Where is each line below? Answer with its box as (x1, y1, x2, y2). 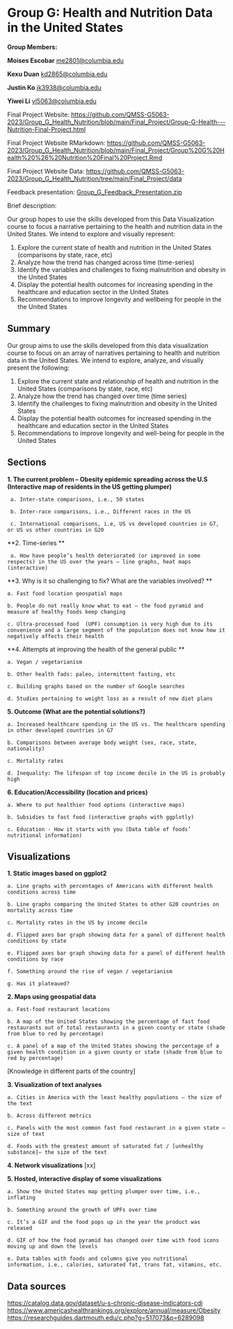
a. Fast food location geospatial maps (7, 590, 123, 597)
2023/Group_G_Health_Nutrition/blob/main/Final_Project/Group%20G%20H (7, 146, 225, 154)
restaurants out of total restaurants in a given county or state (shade (7, 1024, 226, 1031)
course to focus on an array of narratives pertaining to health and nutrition (7, 349, 220, 357)
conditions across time (7, 889, 77, 896)
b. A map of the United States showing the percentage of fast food (7, 1018, 210, 1026)
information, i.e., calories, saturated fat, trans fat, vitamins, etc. (7, 1261, 223, 1268)
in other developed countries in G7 (7, 727, 113, 734)
